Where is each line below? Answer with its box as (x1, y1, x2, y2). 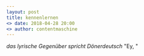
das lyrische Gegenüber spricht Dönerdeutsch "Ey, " (6, 43, 139, 50)
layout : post (6, 9, 40, 15)
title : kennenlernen (6, 15, 59, 21)
